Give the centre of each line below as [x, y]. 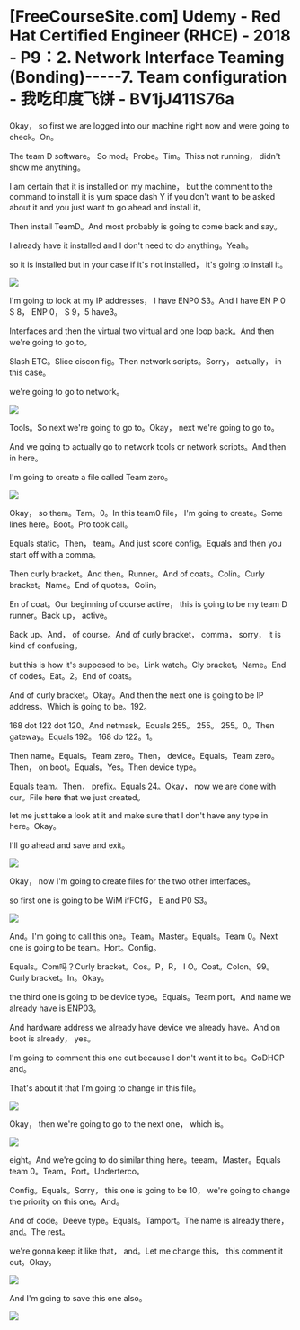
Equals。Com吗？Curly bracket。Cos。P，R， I [97, 966]
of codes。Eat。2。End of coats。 [73, 675]
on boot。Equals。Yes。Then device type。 [120, 767]
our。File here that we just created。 [77, 797]
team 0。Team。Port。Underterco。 [77, 1171]
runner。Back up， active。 [61, 615]
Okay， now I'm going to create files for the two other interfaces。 [132, 881]
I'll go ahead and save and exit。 [70, 845]
